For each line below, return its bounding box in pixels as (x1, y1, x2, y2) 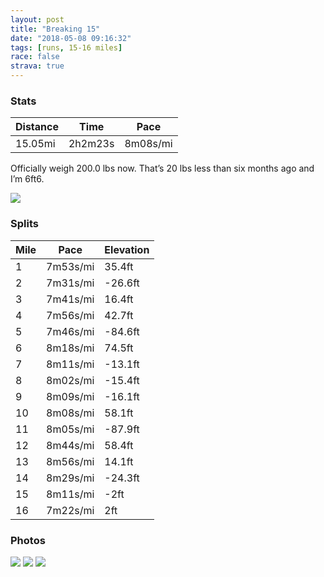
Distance (15, 120, 59, 134)
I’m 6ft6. (10, 173, 45, 185)
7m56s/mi (46, 308, 95, 322)
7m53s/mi (46, 259, 95, 273)
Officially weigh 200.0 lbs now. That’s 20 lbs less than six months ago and (10, 162, 315, 175)
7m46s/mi (46, 324, 95, 338)
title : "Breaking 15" (10, 24, 101, 34)
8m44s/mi (46, 438, 95, 452)
